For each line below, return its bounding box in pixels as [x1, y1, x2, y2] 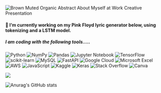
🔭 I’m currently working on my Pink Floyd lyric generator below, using [5, 22, 156, 28]
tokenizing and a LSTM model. [5, 27, 72, 33]
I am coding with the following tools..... [5, 39, 91, 45]
